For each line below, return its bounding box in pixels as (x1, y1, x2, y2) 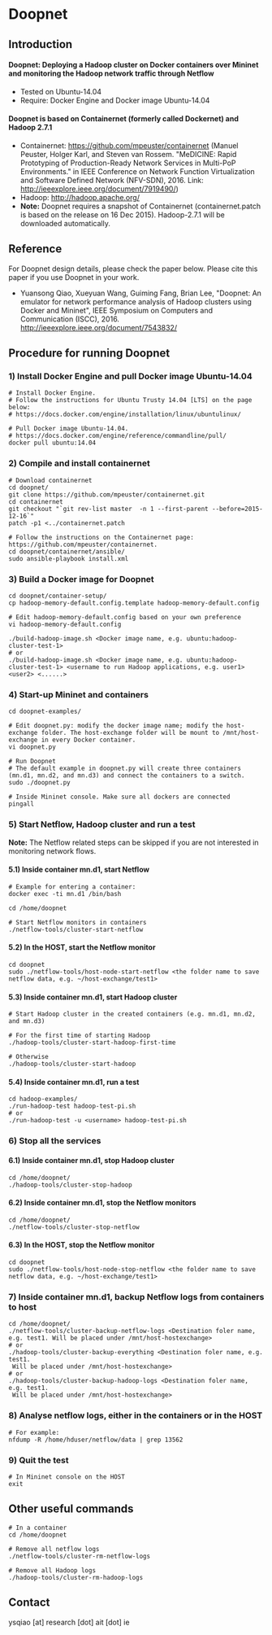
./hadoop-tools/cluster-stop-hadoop (8, 1181, 132, 1189)
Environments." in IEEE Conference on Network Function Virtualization (19, 166, 256, 176)
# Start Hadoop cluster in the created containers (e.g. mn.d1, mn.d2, (8, 1010, 256, 1018)
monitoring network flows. (8, 846, 97, 855)
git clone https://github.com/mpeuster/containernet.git (8, 490, 205, 499)
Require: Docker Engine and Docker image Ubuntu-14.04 (19, 95, 210, 105)
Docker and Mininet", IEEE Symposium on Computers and (19, 305, 214, 315)
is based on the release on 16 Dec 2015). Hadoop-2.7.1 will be (19, 209, 225, 220)
